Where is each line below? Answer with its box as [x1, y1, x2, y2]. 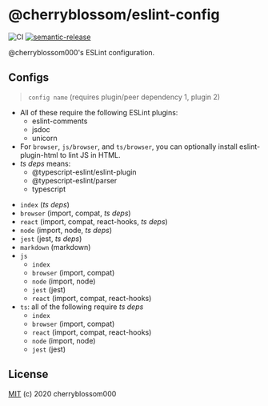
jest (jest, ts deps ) [19, 234, 82, 243]
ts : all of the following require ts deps [19, 302, 144, 312]
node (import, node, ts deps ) [19, 225, 113, 235]
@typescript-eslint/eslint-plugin [31, 167, 138, 177]
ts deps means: [19, 159, 71, 168]
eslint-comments [31, 116, 88, 126]
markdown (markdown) [19, 242, 91, 251]
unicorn [31, 133, 58, 143]
